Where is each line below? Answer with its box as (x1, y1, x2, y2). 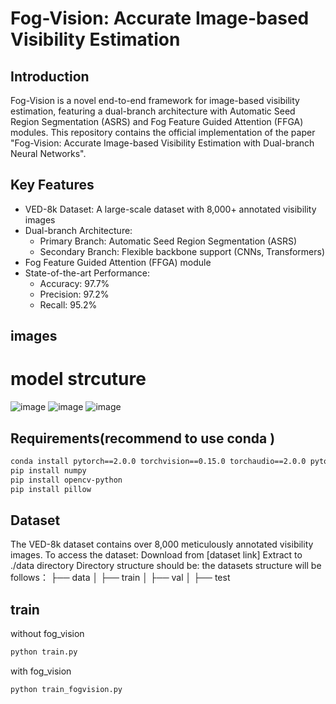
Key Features (10, 177, 95, 194)
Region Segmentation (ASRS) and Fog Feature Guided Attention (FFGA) (10, 116, 304, 127)
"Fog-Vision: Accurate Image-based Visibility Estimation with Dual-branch (10, 137, 315, 149)
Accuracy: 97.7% (39, 277, 110, 289)
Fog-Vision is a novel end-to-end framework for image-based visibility (10, 95, 300, 106)
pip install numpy (10, 465, 87, 476)
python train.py (10, 647, 78, 657)
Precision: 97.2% (39, 288, 110, 300)
